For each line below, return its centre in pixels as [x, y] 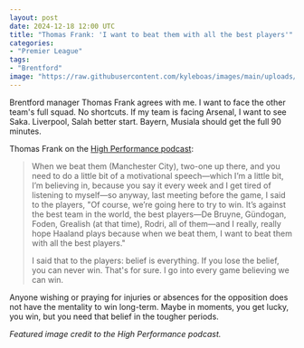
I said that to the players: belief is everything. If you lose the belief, [155, 260]
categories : [32, 43]
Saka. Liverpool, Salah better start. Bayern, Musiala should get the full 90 [146, 121]
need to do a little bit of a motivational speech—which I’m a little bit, [157, 175]
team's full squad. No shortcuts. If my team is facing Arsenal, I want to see [148, 112]
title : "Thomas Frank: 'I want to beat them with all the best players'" [152, 34]
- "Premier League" [46, 52]
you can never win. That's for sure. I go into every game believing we [160, 270]
